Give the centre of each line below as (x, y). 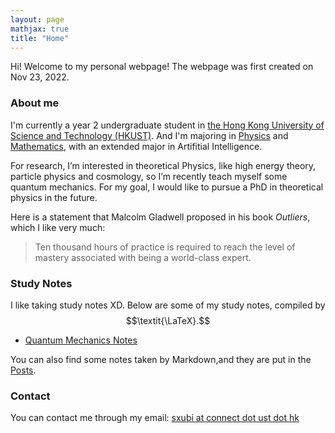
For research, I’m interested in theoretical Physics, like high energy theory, (163, 165)
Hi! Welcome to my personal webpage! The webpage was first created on (162, 67)
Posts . (23, 370)
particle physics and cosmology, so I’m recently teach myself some (149, 176)
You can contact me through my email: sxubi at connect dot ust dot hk (155, 418)
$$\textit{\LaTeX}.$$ (168, 320)
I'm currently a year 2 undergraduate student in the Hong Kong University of (167, 125)
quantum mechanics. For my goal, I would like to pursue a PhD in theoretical (167, 187)
